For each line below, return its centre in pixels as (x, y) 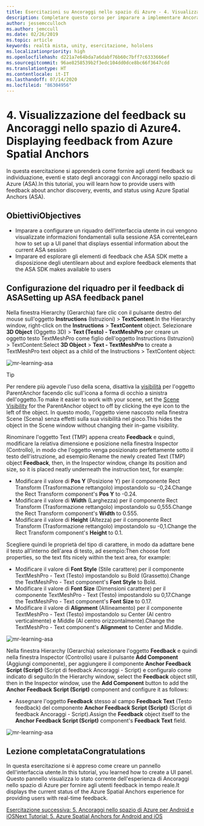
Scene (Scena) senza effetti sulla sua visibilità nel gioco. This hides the (94, 418)
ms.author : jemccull (32, 29)
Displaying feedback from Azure (90, 141)
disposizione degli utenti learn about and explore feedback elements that (105, 262)
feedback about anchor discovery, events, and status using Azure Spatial (98, 190)
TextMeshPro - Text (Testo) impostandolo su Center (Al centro (93, 614)
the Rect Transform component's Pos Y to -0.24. (76, 494)
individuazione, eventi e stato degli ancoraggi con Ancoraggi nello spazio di (101, 177)
